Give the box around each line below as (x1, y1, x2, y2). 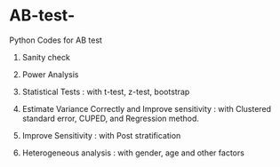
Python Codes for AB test (9, 35, 102, 45)
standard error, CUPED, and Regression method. (21, 113, 200, 123)
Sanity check (21, 52, 71, 62)
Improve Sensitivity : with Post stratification (21, 130, 181, 140)
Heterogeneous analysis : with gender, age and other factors (21, 147, 244, 158)
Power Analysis (21, 68, 79, 80)
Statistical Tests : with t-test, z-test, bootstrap (21, 86, 190, 97)
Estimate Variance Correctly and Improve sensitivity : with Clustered (21, 103, 272, 114)
